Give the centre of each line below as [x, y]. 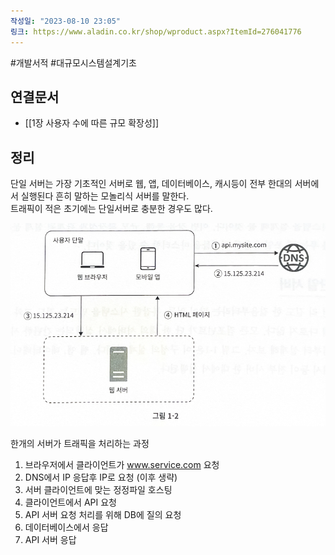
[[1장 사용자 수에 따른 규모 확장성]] [92, 123]
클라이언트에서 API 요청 [70, 502]
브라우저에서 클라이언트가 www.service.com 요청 [122, 464]
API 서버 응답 [50, 539]
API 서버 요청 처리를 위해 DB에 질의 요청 [103, 514]
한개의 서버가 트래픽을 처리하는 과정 [80, 443]
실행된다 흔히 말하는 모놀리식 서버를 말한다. [105, 196]
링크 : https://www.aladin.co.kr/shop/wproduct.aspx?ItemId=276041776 [156, 31]
